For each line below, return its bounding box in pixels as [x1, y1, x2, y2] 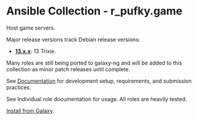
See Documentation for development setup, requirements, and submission [6, 77, 192, 84]
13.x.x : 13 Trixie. [15, 47, 56, 55]
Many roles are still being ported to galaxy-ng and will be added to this [6, 59, 182, 66]
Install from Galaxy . [6, 107, 54, 114]
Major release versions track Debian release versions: [6, 36, 140, 43]
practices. [6, 83, 31, 91]
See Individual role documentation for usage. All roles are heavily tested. [6, 95, 187, 103]
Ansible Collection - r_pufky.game [6, 4, 183, 18]
